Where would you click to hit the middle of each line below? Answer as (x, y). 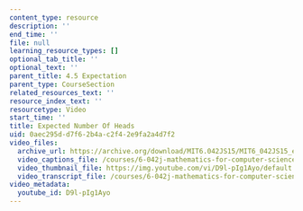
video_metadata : (40, 185)
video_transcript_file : (62, 176)
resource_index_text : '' (56, 101)
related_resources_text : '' (62, 92)
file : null (30, 43)
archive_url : (42, 151)
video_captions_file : (58, 159)
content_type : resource (54, 18)
